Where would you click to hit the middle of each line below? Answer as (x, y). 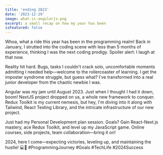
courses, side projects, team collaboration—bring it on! (60, 133)
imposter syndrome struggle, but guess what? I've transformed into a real (79, 77)
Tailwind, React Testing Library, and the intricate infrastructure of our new (80, 108)
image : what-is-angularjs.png (36, 19)
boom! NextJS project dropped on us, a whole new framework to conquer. (80, 97)
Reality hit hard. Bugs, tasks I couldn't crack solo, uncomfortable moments (80, 67)
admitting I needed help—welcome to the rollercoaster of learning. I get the (81, 72)
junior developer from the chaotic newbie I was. (53, 82)
